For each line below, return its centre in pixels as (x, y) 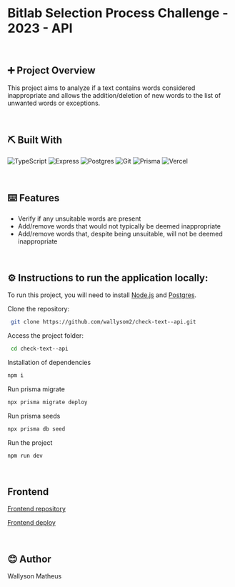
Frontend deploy (31, 523)
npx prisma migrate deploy (47, 402)
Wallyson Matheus (35, 576)
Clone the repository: (39, 309)
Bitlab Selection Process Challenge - (118, 13)
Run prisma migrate (36, 389)
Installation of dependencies (49, 362)
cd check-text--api (40, 349)
